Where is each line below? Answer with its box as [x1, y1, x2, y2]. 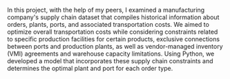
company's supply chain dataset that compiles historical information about [7, 13, 220, 21]
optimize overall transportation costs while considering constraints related [7, 27, 218, 36]
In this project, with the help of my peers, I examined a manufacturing [7, 6, 205, 14]
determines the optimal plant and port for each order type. [7, 65, 173, 72]
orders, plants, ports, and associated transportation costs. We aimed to [7, 21, 209, 28]
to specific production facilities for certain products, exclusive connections [7, 35, 220, 43]
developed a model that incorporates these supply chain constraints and [7, 57, 213, 65]
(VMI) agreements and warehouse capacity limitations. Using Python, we [7, 49, 215, 58]
